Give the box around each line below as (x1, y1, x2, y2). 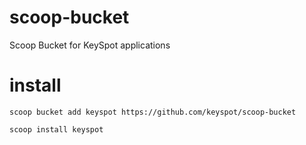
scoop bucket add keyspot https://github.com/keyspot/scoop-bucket (9, 107, 297, 117)
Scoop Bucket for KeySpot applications (9, 39, 171, 51)
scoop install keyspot (9, 124, 104, 135)
